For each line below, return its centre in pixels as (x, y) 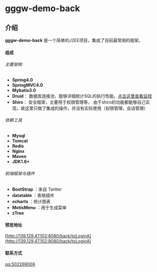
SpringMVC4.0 (27, 85)
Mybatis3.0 (24, 90)
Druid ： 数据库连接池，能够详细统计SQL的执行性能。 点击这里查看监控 (82, 96)
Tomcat (20, 141)
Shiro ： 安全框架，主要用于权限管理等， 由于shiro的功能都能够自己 (79, 102)
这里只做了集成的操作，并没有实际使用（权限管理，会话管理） (86, 108)
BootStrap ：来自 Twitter (37, 189)
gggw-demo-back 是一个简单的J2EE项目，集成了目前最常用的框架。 (74, 40)
